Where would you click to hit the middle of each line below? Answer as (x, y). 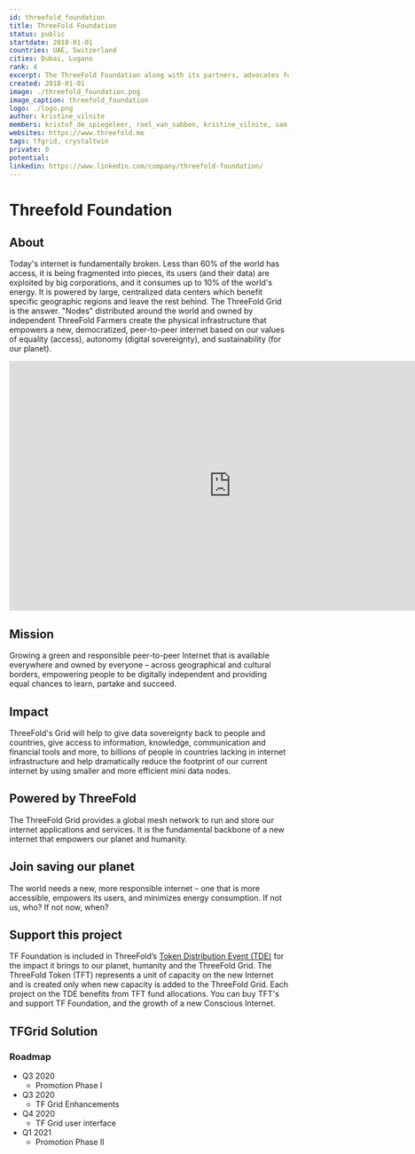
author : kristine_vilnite (57, 116)
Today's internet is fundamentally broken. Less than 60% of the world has (145, 264)
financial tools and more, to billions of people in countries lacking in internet (148, 752)
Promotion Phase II (70, 1142)
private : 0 (29, 149)
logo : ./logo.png (41, 108)
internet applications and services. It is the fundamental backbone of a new (147, 829)
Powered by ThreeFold (73, 798)
